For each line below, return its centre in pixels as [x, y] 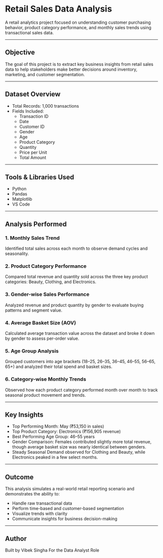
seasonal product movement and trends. [46, 395]
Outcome [19, 477]
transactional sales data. [30, 32]
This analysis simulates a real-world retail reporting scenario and [70, 489]
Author [16, 538]
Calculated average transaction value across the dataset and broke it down [80, 333]
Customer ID [32, 127]
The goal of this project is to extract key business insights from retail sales [79, 64]
